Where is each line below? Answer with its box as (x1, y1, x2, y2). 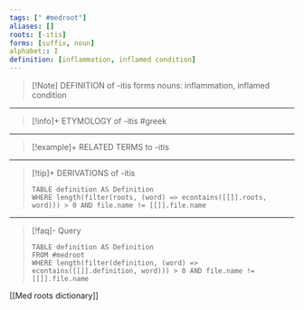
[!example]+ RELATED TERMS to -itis (31, 142, 170, 152)
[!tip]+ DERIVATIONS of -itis (31, 168, 136, 178)
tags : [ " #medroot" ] (9, 13, 88, 23)
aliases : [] (9, 22, 54, 31)
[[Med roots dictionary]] (9, 290, 100, 301)
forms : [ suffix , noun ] (9, 38, 95, 48)
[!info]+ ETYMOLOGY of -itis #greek (31, 116, 167, 127)
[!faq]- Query (31, 225, 81, 236)
